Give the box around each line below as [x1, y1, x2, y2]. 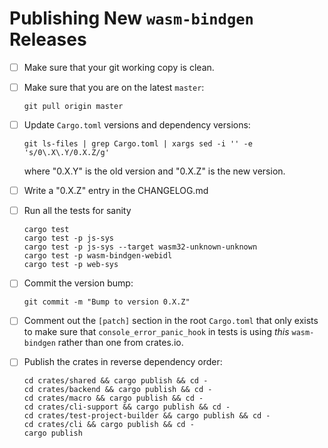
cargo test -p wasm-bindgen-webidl [23, 251, 173, 261]
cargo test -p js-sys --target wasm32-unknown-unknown [23, 242, 258, 252]
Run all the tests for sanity [23, 205, 132, 217]
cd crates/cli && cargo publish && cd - [23, 420, 195, 430]
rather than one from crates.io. [57, 337, 184, 349]
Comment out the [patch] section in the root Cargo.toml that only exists [23, 315, 319, 327]
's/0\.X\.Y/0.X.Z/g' [23, 148, 110, 158]
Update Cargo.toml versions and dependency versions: [23, 119, 251, 131]
